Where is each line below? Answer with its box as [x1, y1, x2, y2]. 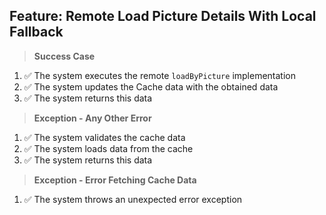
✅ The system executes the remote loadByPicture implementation [23, 69, 296, 81]
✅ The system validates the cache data [23, 131, 186, 143]
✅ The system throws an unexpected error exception [23, 193, 243, 205]
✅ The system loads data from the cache [23, 142, 194, 154]
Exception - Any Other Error [33, 112, 152, 124]
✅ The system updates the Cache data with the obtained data [23, 80, 279, 93]
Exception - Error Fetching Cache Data [33, 174, 197, 186]
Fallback [9, 24, 64, 41]
